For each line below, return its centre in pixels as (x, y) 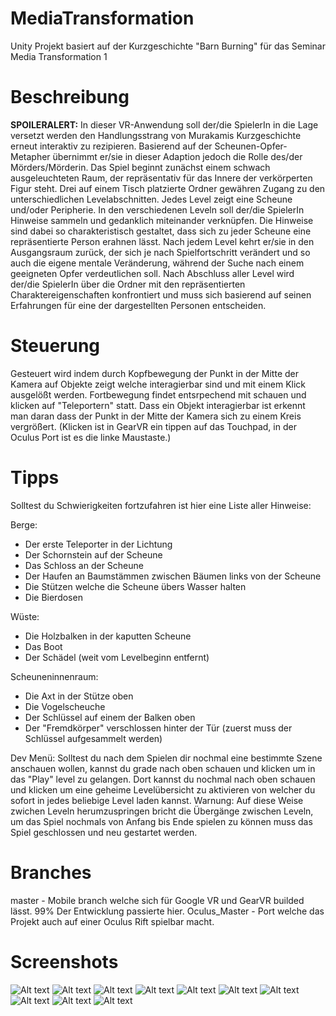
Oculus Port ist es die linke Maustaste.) (91, 437)
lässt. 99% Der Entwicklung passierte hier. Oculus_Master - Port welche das (167, 911)
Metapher (30, 156)
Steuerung (55, 346)
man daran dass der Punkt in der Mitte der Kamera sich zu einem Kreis (156, 416)
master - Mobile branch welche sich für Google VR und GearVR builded (157, 900)
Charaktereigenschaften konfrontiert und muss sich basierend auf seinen (161, 294)
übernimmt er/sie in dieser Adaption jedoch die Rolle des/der (177, 156)
